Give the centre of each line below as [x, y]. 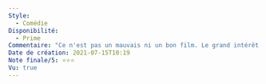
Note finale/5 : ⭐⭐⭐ [42, 61]
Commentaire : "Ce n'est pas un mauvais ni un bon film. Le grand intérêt [134, 46]
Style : [19, 16]
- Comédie [32, 23]
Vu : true [23, 68]
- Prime [28, 38]
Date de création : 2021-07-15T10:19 [69, 53]
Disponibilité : [34, 30]
